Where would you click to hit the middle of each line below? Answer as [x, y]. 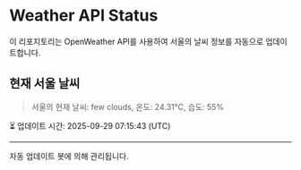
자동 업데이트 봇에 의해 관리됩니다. [69, 156]
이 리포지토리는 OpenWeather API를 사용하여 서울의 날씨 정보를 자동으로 [137, 41]
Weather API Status [84, 16]
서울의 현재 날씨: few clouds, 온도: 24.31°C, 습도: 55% [128, 106]
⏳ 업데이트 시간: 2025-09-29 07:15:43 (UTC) [90, 125]
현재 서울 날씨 [45, 84]
